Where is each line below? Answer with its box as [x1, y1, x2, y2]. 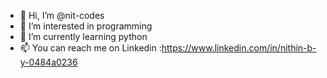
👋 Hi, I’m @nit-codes [19, 10, 105, 21]
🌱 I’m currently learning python [19, 31, 148, 42]
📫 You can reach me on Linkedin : [19, 42, 162, 54]
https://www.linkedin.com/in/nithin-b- [161, 42, 317, 54]
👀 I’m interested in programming [19, 20, 153, 32]
